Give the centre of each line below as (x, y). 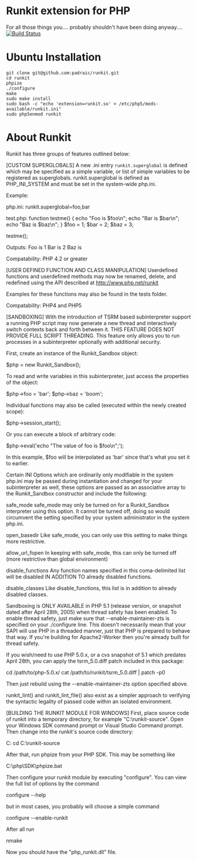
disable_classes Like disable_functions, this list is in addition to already (91, 588)
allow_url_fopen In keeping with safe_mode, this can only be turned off (91, 552)
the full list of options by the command (52, 783)
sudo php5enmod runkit (34, 114)
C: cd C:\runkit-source (33, 743)
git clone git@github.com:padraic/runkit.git (62, 73)
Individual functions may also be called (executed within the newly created (96, 405)
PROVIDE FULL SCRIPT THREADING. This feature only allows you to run (93, 335)
